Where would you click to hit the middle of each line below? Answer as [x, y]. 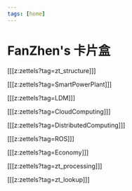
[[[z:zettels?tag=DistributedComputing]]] [66, 125]
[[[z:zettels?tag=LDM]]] [41, 98]
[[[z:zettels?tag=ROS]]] [41, 138]
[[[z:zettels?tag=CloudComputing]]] [59, 111]
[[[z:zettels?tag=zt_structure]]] [52, 70]
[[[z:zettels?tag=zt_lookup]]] [48, 179]
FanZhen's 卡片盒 [59, 51]
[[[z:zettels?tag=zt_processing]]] [55, 166]
